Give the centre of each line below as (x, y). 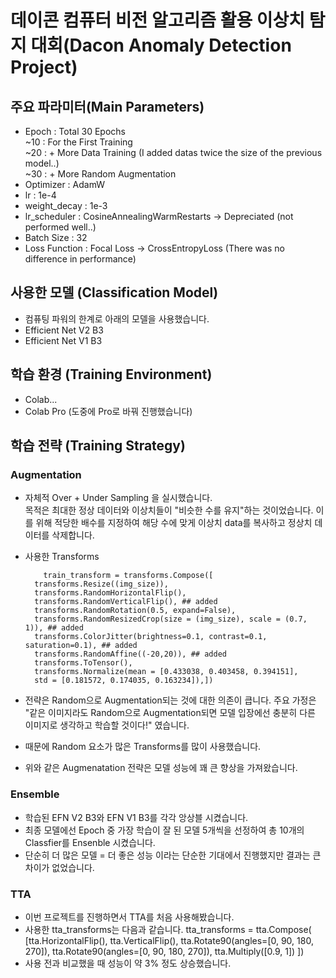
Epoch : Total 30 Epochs (75, 131)
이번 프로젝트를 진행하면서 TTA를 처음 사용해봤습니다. (129, 917)
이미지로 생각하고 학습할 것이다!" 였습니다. (107, 725)
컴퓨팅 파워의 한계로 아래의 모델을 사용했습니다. (117, 318)
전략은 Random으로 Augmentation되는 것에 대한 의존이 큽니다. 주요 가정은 (170, 700)
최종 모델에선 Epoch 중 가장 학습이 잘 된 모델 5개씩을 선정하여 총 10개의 (164, 830)
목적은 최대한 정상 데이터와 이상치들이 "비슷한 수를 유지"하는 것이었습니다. (169, 510)
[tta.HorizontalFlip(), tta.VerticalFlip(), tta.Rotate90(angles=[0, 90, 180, (169, 940)
